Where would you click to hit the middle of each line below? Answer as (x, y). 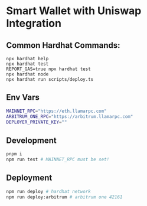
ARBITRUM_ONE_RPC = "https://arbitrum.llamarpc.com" (70, 116)
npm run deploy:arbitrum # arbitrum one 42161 (64, 197)
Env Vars (23, 98)
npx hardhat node (27, 74)
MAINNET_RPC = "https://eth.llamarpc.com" (57, 111)
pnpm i (14, 154)
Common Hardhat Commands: (63, 45)
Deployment (29, 178)
